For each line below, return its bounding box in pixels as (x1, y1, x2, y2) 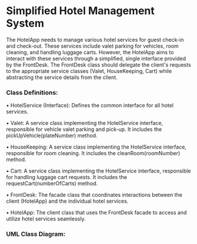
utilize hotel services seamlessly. (6, 215, 86, 222)
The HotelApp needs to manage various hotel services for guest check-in (6, 36, 184, 43)
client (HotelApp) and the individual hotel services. (6, 197, 129, 205)
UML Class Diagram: (6, 230, 66, 238)
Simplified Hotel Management (6, 4, 155, 18)
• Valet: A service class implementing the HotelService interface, (6, 120, 163, 127)
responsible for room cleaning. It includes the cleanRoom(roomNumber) (6, 150, 181, 157)
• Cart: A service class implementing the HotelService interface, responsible (6, 167, 191, 174)
